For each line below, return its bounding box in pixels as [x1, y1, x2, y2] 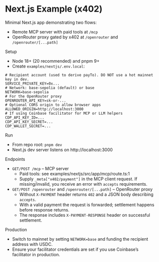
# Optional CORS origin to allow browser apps [5, 102, 101, 107]
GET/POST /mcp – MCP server [12, 165, 69, 171]
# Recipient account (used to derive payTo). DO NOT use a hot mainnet [5, 72, 153, 77]
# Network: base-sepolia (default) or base [5, 85, 95, 90]
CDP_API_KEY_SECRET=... [5, 119, 53, 124]
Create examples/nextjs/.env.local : [12, 63, 85, 69]
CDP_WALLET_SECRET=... [5, 123, 51, 128]
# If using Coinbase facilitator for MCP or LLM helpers [5, 111, 123, 116]
